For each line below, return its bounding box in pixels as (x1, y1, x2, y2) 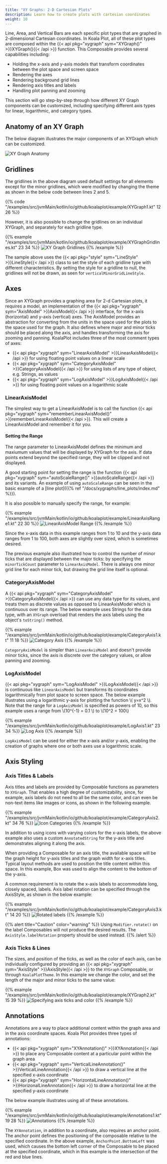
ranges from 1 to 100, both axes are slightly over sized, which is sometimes (5, 536, 159, 542)
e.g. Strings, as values (12, 371, 58, 377)
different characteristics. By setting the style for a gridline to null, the (5, 265, 146, 271)
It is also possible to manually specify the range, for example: (5, 500, 131, 507)
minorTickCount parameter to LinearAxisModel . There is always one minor (5, 561, 155, 567)
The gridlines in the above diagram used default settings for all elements (5, 178, 154, 184)
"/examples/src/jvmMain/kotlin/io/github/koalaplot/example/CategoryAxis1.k (5, 632, 162, 638)
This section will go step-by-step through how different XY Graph (5, 97, 139, 103)
